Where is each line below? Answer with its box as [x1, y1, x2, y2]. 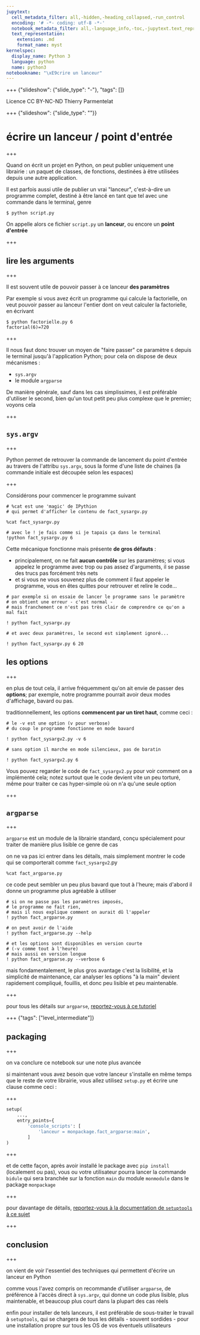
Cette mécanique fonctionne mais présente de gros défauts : [6, 545, 157, 553]
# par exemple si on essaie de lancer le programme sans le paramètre [6, 594, 185, 600]
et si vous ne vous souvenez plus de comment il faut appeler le [14, 576, 170, 583]
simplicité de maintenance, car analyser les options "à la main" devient [6, 973, 180, 980]
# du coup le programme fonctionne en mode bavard [6, 725, 135, 732]
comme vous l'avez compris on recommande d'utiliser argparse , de [6, 1285, 171, 1292]
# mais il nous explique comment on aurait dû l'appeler [6, 909, 151, 916]
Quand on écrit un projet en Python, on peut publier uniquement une [6, 162, 174, 169]
